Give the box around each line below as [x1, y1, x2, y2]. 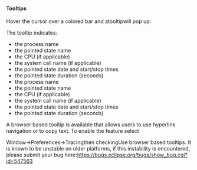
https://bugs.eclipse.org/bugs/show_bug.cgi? [77, 151, 188, 159]
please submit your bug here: [6, 151, 78, 159]
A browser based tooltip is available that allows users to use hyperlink [6, 121, 176, 128]
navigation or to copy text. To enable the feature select [6, 127, 140, 135]
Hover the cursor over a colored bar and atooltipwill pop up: [6, 18, 152, 25]
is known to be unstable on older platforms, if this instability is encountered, [6, 145, 191, 152]
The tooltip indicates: [6, 30, 58, 37]
